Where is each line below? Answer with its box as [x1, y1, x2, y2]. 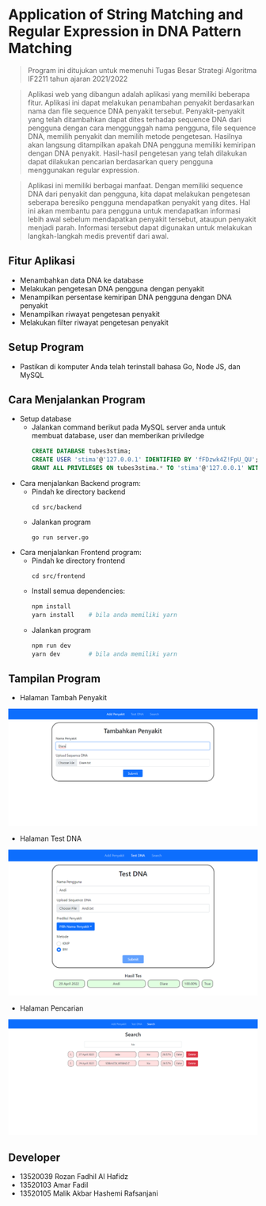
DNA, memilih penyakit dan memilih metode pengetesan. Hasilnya [27, 131, 243, 141]
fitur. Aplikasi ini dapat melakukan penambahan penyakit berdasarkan [27, 98, 255, 107]
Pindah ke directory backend [31, 487, 126, 496]
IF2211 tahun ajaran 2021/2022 [27, 74, 128, 83]
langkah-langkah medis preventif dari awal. [27, 231, 169, 241]
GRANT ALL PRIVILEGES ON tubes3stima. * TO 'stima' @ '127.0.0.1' [31, 464, 245, 472]
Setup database [19, 414, 72, 424]
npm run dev [31, 642, 71, 649]
